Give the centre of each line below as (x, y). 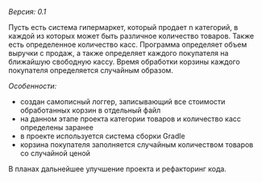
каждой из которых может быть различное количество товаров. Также (131, 36)
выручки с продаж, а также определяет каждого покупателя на (119, 53)
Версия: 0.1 (27, 12)
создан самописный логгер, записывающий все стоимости (123, 102)
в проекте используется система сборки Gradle (102, 136)
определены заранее (57, 127)
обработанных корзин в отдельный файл (90, 110)
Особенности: (33, 86)
